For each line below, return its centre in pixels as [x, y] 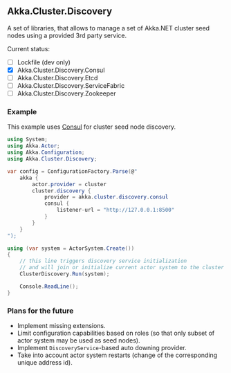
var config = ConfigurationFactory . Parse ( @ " [72, 171]
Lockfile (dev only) [44, 62]
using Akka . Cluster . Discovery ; [52, 159]
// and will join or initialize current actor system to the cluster [122, 268]
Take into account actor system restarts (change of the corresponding [117, 355]
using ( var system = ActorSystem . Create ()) [71, 248]
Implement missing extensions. [61, 325]
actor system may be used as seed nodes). [78, 340]
